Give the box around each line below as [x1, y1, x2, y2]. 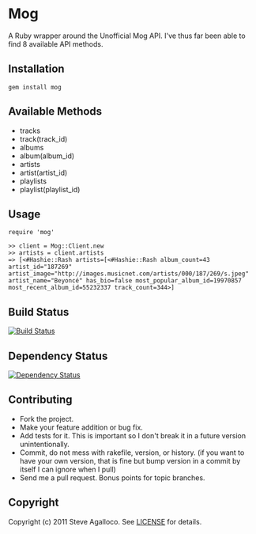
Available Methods [8, 104, 103, 119]
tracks [19, 126, 41, 135]
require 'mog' [8, 229, 55, 237]
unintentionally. [19, 439, 70, 449]
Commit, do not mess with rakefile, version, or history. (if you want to [19, 448, 245, 457]
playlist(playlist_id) [19, 184, 81, 194]
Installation [8, 62, 65, 76]
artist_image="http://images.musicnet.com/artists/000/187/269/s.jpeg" [8, 270, 249, 278]
